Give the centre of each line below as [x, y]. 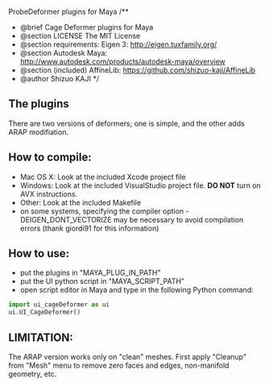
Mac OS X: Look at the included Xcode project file [103, 177]
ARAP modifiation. [38, 131]
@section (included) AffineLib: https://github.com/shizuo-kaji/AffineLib [138, 70]
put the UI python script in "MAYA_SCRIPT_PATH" [102, 281]
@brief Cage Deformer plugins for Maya [87, 27]
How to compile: [50, 158]
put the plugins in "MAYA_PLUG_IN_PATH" [90, 273]
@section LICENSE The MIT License [80, 36]
